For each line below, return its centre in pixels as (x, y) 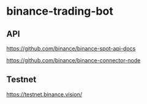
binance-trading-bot (60, 11)
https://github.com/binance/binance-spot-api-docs (71, 48)
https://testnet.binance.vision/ (44, 94)
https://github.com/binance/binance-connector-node (73, 60)
